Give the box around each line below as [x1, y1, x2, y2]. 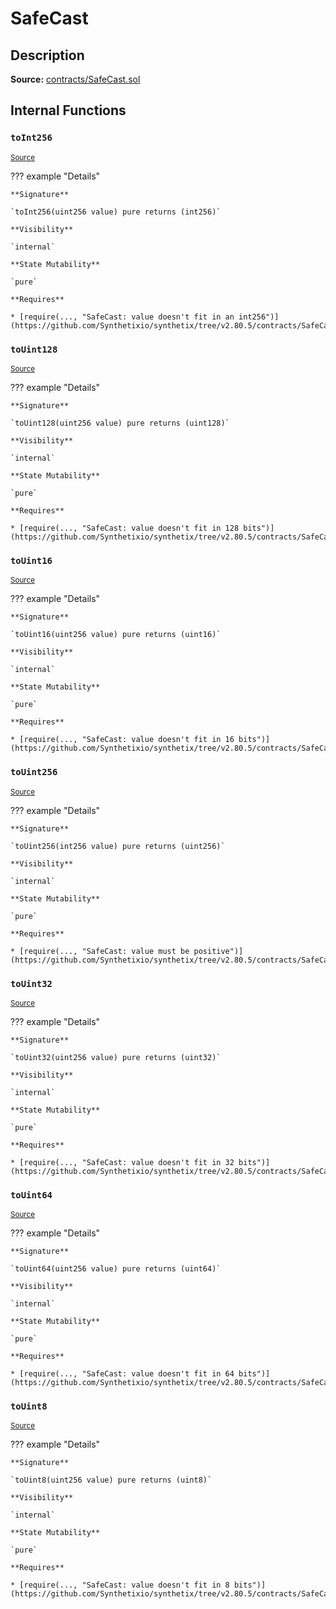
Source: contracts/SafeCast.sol [10, 73, 141, 85]
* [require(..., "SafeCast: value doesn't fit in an [10, 312, 235, 322]
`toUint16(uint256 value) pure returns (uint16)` [10, 630, 222, 640]
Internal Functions [10, 102, 127, 119]
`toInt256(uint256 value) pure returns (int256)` [10, 207, 222, 217]
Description [10, 47, 85, 64]
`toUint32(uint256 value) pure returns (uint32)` [10, 1052, 222, 1062]
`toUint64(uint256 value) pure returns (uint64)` [10, 1264, 222, 1274]
